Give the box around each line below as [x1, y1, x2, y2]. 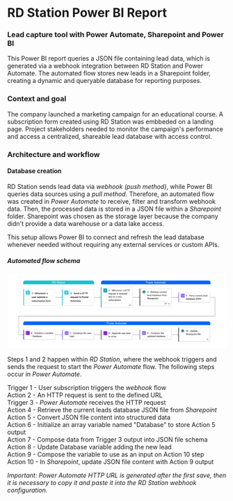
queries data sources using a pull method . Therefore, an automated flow [7, 190, 214, 198]
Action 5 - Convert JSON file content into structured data [7, 413, 171, 421]
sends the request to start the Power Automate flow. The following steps [7, 362, 215, 371]
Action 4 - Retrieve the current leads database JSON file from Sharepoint [7, 405, 217, 414]
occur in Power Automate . [7, 370, 82, 378]
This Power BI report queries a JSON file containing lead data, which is [7, 54, 211, 63]
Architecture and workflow [7, 149, 100, 159]
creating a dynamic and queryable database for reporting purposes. [7, 77, 202, 85]
